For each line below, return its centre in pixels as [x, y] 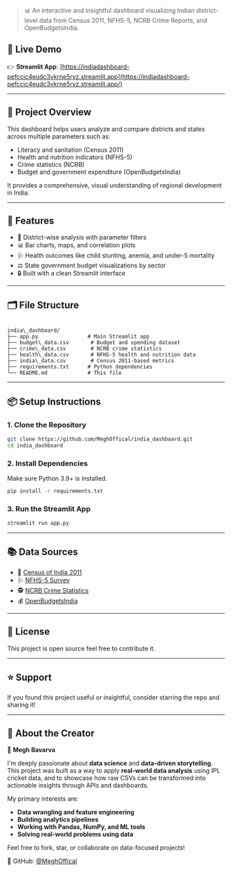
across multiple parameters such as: [59, 136]
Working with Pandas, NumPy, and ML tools [81, 827]
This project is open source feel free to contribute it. [81, 648]
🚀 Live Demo [35, 50]
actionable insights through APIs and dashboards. [78, 785]
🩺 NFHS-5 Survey [43, 580]
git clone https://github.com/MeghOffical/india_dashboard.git [100, 439]
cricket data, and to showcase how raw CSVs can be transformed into [106, 778]
